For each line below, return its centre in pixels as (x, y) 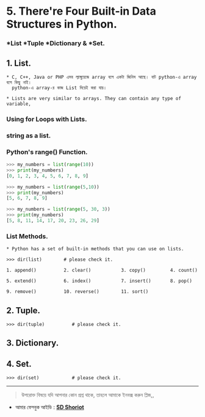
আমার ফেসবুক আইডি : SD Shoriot (49, 407)
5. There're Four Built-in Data (81, 11)
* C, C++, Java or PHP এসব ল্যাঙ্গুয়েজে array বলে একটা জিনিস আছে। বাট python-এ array (102, 77)
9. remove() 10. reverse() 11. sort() (77, 292)
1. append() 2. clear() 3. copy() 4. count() (102, 270)
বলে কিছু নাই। (19, 82)
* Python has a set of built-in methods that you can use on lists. (95, 249)
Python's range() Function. (47, 152)
